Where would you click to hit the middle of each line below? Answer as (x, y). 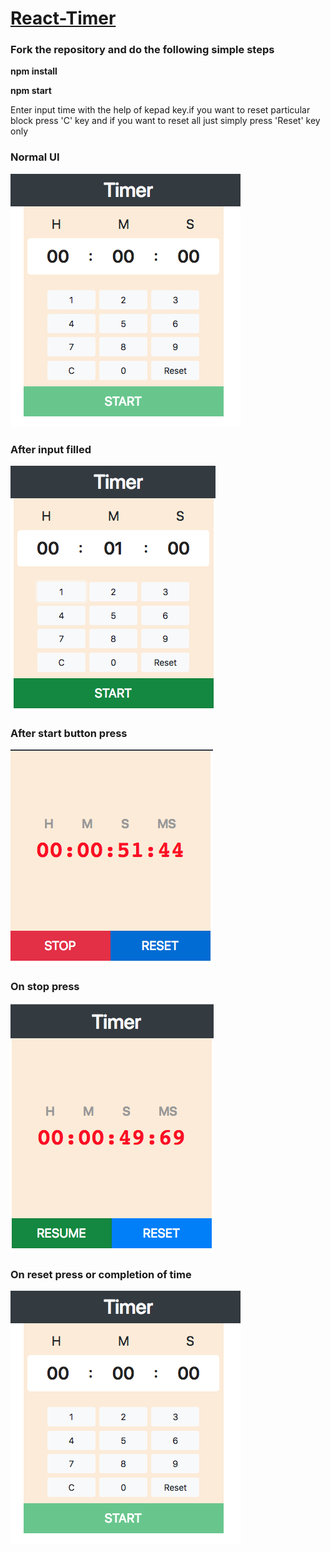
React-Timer (63, 18)
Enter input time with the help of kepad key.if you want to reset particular (160, 110)
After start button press (69, 733)
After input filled (51, 449)
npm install (34, 71)
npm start (31, 91)
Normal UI (35, 157)
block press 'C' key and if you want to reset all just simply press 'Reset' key (165, 121)
